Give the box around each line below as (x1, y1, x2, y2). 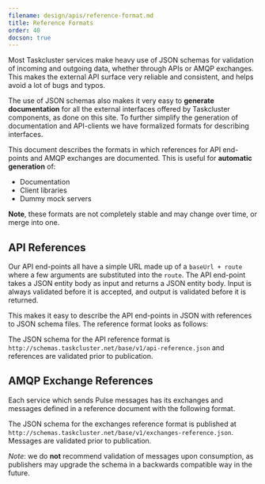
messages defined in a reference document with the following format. (8, 403, 236, 413)
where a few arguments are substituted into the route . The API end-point (8, 270, 246, 280)
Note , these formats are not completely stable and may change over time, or (8, 209, 258, 219)
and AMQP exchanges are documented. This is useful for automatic (30, 154, 252, 163)
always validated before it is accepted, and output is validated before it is (8, 287, 247, 297)
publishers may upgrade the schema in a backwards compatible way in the (8, 459, 253, 469)
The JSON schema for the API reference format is (8, 334, 170, 345)
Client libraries (19, 185, 67, 195)
